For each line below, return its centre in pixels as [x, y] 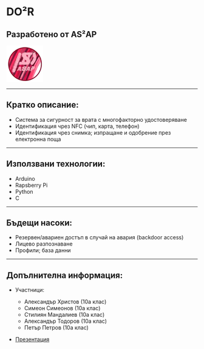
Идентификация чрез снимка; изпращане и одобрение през [93, 132]
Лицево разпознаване [44, 244]
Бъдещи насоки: [39, 223]
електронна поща [38, 139]
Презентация [32, 339]
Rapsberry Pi [31, 185]
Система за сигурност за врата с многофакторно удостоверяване [101, 119]
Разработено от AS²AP [52, 34]
